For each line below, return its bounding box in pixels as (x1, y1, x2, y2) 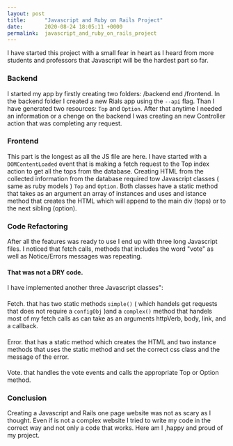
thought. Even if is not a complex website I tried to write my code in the (7, 416, 211, 425)
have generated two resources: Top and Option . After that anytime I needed (7, 104, 223, 112)
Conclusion (7, 393, 47, 403)
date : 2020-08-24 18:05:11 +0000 (7, 23, 123, 30)
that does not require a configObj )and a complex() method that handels (7, 307, 212, 315)
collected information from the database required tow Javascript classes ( (7, 174, 219, 183)
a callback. (7, 321, 38, 330)
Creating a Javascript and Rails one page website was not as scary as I (7, 409, 211, 417)
